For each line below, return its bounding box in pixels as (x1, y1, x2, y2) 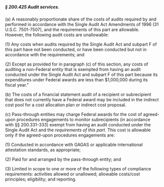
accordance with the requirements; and (5, 51, 85, 57)
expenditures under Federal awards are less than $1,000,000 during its (5, 76, 148, 83)
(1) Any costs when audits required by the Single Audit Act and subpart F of (5, 41, 157, 47)
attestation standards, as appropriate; (5, 147, 81, 153)
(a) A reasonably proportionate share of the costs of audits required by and (5, 16, 157, 22)
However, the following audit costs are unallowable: (5, 32, 109, 38)
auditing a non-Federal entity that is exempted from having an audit (5, 66, 141, 72)
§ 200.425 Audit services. (5, 4, 60, 10)
